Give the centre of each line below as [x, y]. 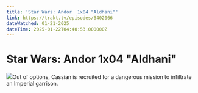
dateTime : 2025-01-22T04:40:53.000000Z [57, 29]
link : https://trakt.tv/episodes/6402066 [60, 18]
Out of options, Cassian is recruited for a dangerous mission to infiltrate [102, 77]
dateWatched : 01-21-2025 [38, 23]
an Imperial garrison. [32, 84]
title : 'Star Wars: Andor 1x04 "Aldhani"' [62, 12]
